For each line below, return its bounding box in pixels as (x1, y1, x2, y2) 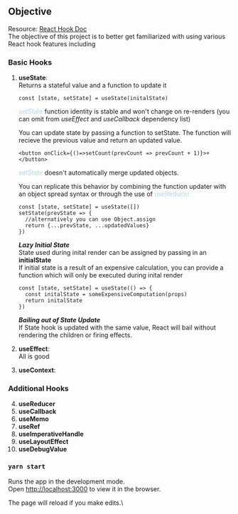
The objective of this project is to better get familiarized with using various (8, 32, 226, 40)
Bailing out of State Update (18, 316, 101, 324)
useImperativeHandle (18, 430, 84, 439)
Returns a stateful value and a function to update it (18, 81, 167, 89)
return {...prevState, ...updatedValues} (25, 222, 150, 229)
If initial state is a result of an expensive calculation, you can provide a (18, 263, 224, 272)
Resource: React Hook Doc (8, 24, 87, 33)
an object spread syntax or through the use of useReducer (18, 190, 190, 198)
